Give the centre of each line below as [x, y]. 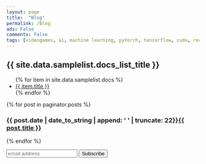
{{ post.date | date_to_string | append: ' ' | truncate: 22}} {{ [95, 120]
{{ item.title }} [32, 86]
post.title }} [24, 127]
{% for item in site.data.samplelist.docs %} [69, 79]
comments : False [27, 35]
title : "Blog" [26, 18]
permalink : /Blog [29, 23]
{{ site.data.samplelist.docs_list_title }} [83, 65]
